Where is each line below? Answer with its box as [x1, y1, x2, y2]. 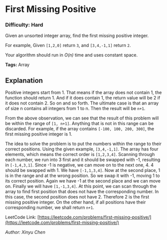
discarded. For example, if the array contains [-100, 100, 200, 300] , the [5, 126, 155, 132]
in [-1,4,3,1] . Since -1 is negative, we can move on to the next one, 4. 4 [5, 162, 154, 168]
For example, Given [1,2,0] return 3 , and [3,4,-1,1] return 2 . [5, 42, 131, 48]
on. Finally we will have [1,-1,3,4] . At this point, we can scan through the [5, 183, 157, 189]
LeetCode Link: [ [5, 214, 39, 220]
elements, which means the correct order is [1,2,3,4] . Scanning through [5, 151, 155, 157]
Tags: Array [5, 61, 30, 68]
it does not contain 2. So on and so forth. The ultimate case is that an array [5, 100, 159, 106]
